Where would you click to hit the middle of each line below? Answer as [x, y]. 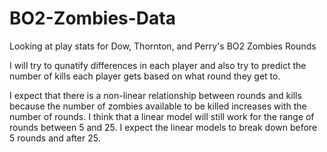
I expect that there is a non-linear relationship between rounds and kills [155, 95]
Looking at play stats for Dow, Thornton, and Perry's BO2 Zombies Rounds [163, 46]
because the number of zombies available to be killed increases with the [158, 106]
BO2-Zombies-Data [92, 18]
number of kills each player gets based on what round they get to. [145, 76]
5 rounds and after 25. [55, 138]
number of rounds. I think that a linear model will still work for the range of [162, 116]
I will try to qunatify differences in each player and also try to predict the [158, 65]
